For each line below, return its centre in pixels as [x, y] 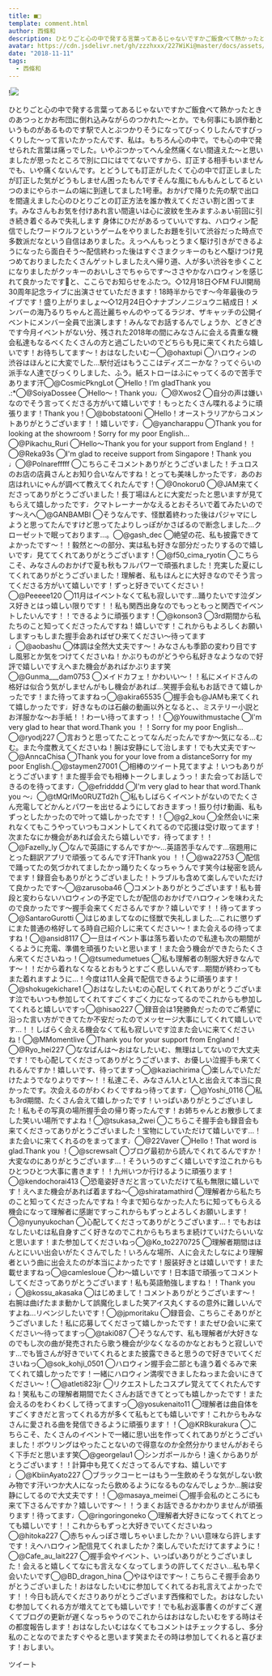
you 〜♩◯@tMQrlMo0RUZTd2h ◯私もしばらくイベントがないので [123, 796]
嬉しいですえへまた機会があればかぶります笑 [97, 666]
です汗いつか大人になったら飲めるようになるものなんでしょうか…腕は [139, 1485]
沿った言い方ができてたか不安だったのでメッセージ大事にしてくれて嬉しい [132, 1019]
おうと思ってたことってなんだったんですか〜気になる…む [168, 737]
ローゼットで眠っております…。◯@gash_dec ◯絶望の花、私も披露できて [134, 535]
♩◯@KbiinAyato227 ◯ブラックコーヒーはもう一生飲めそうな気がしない [132, 1474]
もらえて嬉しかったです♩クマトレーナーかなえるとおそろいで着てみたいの [132, 504]
